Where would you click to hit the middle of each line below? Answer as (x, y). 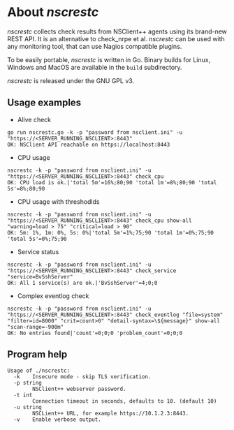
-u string (28, 407)
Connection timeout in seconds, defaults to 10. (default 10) (125, 401)
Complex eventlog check (53, 296)
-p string (28, 383)
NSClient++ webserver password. (80, 389)
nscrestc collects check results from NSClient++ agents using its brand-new (117, 31)
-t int (23, 395)
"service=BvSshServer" (40, 276)
